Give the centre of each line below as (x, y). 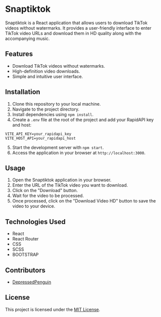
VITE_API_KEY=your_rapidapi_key (38, 134)
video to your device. (34, 206)
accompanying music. (28, 39)
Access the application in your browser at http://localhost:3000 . (79, 153)
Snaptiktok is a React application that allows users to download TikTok (76, 23)
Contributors (25, 270)
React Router (25, 239)
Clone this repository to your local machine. (56, 104)
